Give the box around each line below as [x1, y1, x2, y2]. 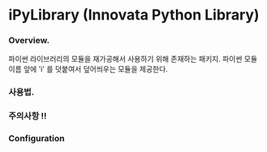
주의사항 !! [8, 111, 47, 122]
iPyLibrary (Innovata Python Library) [8, 6, 260, 24]
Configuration [8, 132, 65, 144]
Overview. [8, 35, 50, 46]
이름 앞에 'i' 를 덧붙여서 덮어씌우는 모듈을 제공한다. [8, 64, 168, 74]
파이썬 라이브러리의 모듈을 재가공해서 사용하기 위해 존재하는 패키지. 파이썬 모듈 [8, 54, 258, 64]
